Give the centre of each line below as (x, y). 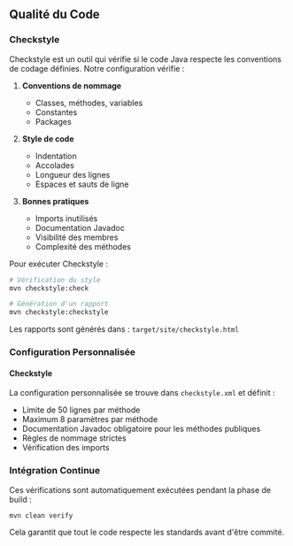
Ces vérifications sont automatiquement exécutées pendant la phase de (140, 489)
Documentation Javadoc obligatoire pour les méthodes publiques (141, 429)
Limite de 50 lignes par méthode (81, 410)
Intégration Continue (55, 471)
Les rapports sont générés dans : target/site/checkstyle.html (124, 329)
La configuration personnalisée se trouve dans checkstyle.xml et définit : (143, 393)
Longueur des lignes (73, 174)
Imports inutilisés (66, 218)
